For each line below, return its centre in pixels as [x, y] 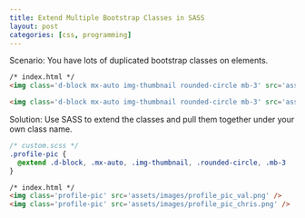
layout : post [34, 26]
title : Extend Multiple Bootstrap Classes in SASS [107, 18]
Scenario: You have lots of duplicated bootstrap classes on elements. [139, 61]
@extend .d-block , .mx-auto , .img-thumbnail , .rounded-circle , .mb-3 [152, 163]
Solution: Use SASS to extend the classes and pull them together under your [152, 119]
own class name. [41, 129]
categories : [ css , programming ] [70, 35]
